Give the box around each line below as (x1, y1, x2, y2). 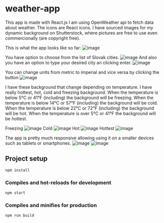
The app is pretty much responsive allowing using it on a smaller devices (5, 135, 154, 141)
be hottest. (5, 115, 27, 121)
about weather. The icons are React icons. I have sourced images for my (5, 24, 154, 30)
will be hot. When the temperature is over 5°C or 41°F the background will (5, 110, 156, 116)
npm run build (5, 213, 35, 218)
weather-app (5, 3, 61, 14)
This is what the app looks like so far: (5, 45, 82, 51)
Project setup (5, 155, 48, 163)
